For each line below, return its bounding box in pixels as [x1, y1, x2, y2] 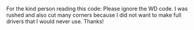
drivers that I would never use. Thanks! [6, 18, 104, 25]
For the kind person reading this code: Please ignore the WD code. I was [6, 5, 188, 12]
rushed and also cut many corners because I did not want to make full [6, 11, 181, 19]
